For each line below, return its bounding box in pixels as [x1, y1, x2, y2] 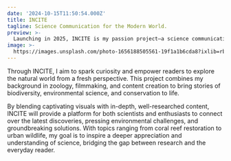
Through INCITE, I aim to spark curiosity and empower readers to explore [7, 66, 215, 75]
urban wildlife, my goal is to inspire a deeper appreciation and [7, 131, 182, 139]
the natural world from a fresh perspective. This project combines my [7, 74, 204, 82]
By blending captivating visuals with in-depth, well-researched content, [7, 102, 210, 110]
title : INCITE [7, 16, 48, 23]
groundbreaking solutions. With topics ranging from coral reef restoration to [7, 124, 222, 132]
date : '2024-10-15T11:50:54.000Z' [7, 10, 107, 17]
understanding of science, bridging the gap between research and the [7, 138, 206, 147]
